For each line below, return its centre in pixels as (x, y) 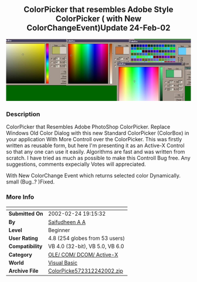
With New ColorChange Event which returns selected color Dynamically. (93, 176)
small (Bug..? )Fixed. (30, 182)
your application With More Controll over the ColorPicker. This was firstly (94, 140)
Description (23, 114)
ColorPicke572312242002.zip (85, 271)
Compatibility (26, 246)
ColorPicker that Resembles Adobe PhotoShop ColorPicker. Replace (88, 127)
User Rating (23, 238)
